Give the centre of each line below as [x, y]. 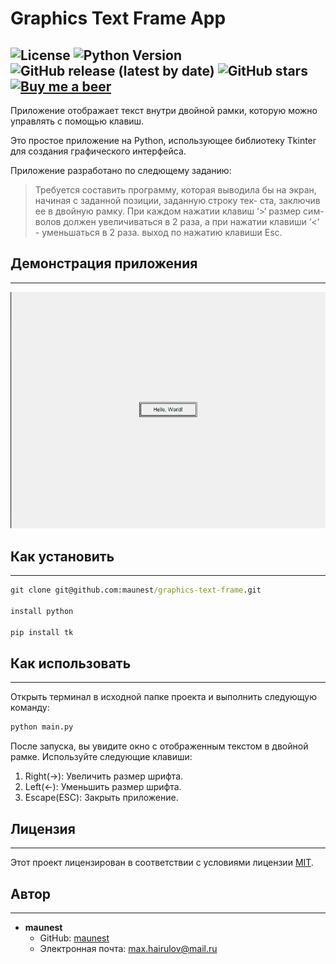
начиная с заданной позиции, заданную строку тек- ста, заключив [177, 200]
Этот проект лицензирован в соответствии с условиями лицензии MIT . [162, 863]
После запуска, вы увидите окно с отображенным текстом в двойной [159, 746]
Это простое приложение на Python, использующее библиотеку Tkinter [163, 140]
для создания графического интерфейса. [98, 151]
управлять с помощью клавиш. [77, 121]
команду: [30, 708]
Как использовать [71, 663]
